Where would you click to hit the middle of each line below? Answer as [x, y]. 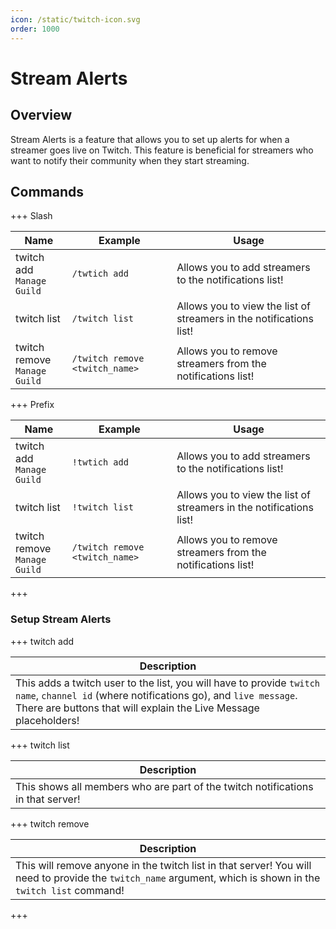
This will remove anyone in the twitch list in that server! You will [163, 865]
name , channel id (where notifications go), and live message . [156, 695]
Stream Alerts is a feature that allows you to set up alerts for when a [150, 139]
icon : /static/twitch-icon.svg [75, 19]
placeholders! [47, 720]
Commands [47, 191]
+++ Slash [31, 216]
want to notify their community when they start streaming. [130, 160]
